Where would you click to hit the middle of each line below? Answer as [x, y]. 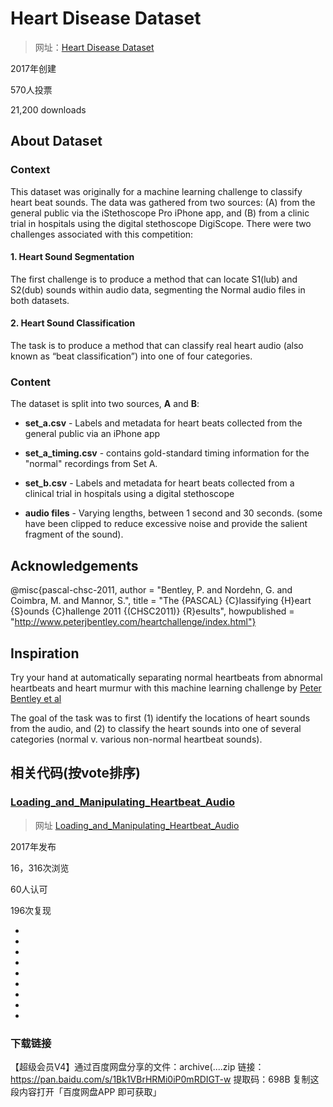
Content [31, 382]
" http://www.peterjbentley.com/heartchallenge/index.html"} [133, 622]
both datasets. [40, 300]
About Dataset [56, 141]
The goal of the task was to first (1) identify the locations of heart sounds [160, 718]
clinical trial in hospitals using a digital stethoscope [129, 494]
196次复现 [31, 910]
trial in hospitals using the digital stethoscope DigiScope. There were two [161, 223]
